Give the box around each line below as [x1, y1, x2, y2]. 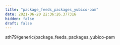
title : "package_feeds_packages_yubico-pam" [5, 7, 99, 12]
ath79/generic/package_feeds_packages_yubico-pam [5, 34, 115, 40]
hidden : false [5, 16, 35, 21]
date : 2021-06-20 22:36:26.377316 [5, 12, 77, 17]
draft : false [5, 21, 32, 26]
